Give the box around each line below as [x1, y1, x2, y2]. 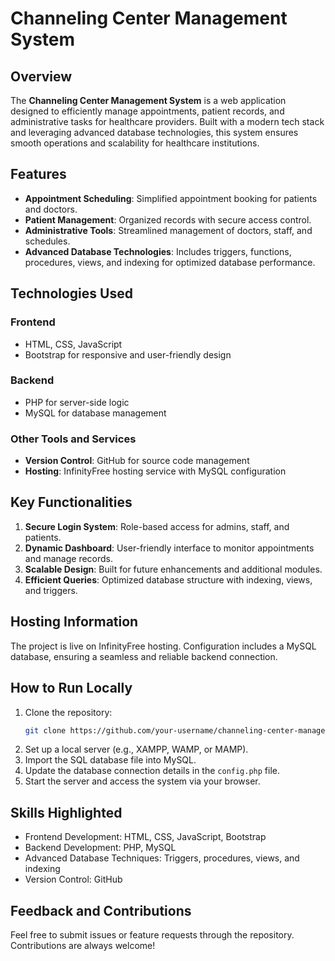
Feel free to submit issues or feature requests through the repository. [10, 929, 295, 941]
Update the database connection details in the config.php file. [24, 765, 281, 777]
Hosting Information [10, 613, 139, 631]
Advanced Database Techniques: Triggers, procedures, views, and [24, 852, 300, 864]
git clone [24, 725, 67, 736]
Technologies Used [10, 285, 133, 302]
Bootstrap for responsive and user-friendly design [24, 348, 232, 361]
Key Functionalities [10, 494, 133, 511]
